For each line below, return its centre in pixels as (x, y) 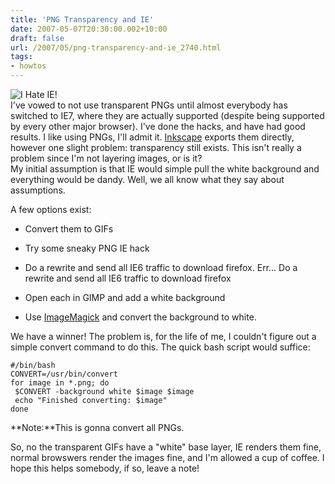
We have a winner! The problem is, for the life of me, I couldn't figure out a (163, 336)
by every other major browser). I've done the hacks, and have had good (158, 126)
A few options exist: (51, 209)
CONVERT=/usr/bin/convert (64, 374)
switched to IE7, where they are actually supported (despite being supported (167, 115)
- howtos (28, 66)
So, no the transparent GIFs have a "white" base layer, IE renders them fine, (166, 447)
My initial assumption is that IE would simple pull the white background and (165, 169)
